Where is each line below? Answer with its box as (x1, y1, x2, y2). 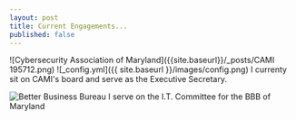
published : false (9, 30, 75, 39)
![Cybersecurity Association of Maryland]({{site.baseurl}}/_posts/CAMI (9, 55, 275, 66)
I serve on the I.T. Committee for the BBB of (107, 91, 271, 102)
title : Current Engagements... (9, 22, 128, 31)
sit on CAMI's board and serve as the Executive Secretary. (9, 74, 227, 85)
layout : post (9, 13, 59, 23)
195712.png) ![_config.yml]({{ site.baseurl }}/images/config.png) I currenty (9, 64, 288, 75)
